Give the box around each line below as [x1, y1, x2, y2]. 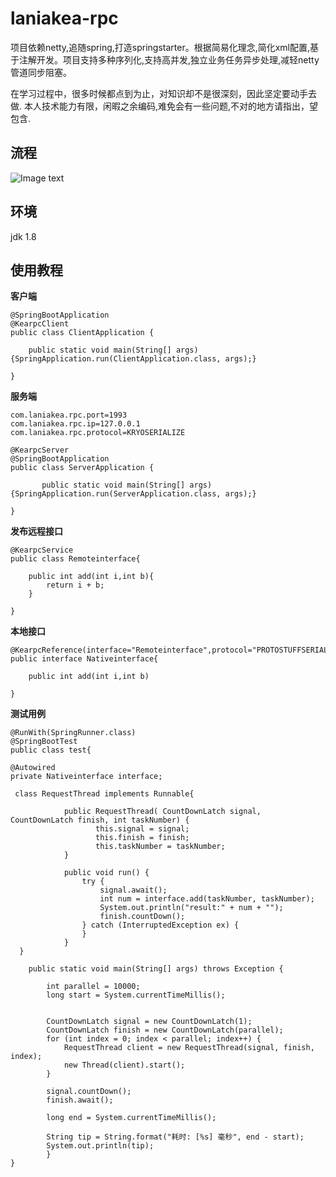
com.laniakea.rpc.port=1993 [10, 410, 128, 421]
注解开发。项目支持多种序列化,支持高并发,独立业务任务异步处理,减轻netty [18, 53, 320, 66]
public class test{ [10, 745, 92, 756]
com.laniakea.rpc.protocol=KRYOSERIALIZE [10, 428, 186, 438]
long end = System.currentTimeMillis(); [46, 1113, 217, 1123]
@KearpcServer [10, 445, 70, 456]
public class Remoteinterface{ [10, 554, 141, 564]
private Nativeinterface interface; [10, 772, 163, 782]
